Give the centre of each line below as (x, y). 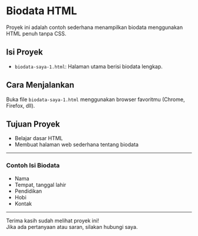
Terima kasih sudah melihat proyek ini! (52, 221)
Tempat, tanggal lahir (40, 185)
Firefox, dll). (21, 105)
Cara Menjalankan (40, 85)
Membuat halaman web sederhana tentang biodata (77, 145)
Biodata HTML (42, 11)
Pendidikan (28, 191)
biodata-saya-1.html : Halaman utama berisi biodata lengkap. (89, 66)
